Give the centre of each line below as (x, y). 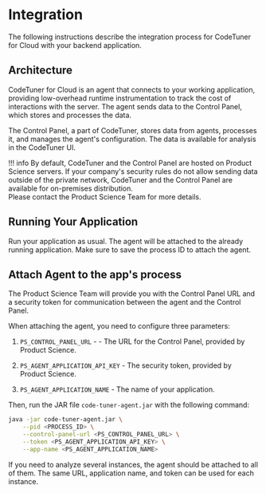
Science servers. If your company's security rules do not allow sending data (133, 171)
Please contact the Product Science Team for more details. (105, 196)
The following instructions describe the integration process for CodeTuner (129, 37)
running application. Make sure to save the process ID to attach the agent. (129, 250)
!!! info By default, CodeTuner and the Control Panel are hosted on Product (130, 163)
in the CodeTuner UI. (42, 147)
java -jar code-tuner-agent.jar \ (66, 420)
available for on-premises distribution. (71, 188)
